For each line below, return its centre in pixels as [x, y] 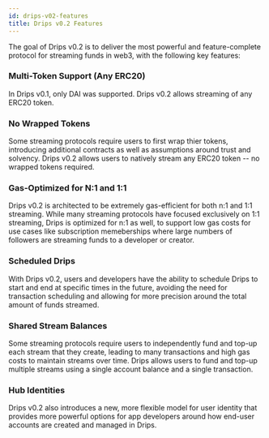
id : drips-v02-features [49, 16]
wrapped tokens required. [51, 167]
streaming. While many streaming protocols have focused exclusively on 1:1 [134, 214]
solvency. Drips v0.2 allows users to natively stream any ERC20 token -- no [134, 158]
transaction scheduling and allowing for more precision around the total [128, 296]
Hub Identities [37, 390]
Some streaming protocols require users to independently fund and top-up [133, 343]
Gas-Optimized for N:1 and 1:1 [68, 188]
